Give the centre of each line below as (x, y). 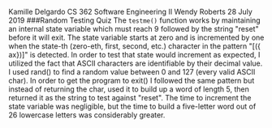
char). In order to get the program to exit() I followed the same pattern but (132, 81)
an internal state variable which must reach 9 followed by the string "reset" (134, 29)
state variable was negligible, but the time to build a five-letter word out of (132, 106)
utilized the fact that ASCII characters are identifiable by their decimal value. (136, 63)
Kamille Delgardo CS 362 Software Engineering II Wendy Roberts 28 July (131, 12)
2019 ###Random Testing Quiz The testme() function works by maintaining (135, 20)
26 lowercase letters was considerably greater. (87, 115)
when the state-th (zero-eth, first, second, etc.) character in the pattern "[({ (135, 46)
